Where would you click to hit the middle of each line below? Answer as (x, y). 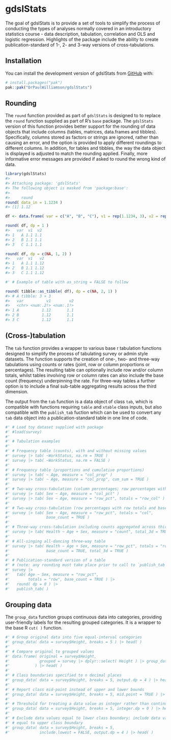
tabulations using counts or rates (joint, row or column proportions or (78, 364)
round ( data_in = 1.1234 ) (34, 203)
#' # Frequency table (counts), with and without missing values (76, 451)
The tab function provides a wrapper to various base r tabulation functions (83, 348)
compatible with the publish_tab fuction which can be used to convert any (83, 412)
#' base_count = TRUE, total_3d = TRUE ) (67, 551)
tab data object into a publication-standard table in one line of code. (77, 418)
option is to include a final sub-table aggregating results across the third (81, 386)
